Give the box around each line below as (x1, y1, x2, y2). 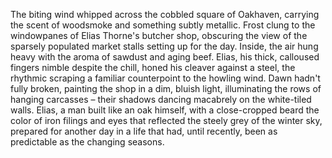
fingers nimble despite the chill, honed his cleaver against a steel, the (10, 62, 296, 73)
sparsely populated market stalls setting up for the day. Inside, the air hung (10, 40, 319, 52)
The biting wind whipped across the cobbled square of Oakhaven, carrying (10, 9, 320, 20)
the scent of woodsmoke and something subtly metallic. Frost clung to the (10, 19, 316, 31)
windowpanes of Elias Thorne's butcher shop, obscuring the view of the (10, 30, 308, 41)
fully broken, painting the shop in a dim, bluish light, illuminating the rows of (10, 83, 322, 94)
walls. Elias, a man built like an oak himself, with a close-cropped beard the (10, 104, 320, 116)
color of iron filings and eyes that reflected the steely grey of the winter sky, (10, 115, 323, 126)
